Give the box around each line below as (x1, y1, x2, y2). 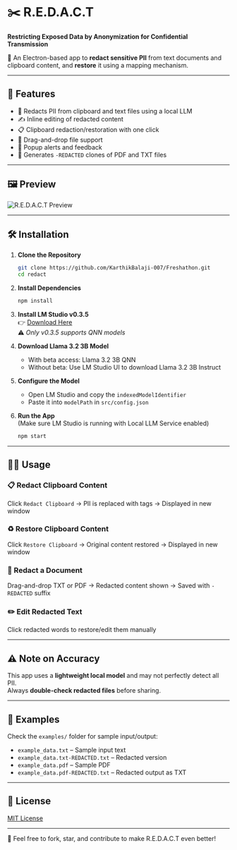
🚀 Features (7, 88, 56, 100)
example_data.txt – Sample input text (17, 746, 126, 754)
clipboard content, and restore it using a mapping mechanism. (7, 61, 189, 69)
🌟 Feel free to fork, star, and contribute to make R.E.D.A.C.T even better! (7, 834, 217, 842)
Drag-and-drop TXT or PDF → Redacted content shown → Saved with (7, 581, 210, 590)
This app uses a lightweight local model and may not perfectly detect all (7, 672, 219, 680)
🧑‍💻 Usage (7, 459, 51, 471)
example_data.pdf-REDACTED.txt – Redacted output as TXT (17, 768, 187, 777)
